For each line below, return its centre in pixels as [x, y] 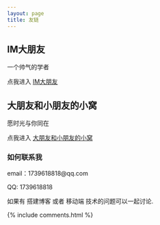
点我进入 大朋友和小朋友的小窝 [50, 138]
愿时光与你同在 [28, 123]
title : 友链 [23, 20]
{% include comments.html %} [50, 215]
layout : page [26, 13]
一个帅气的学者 [28, 67]
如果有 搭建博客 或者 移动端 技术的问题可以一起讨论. [80, 201]
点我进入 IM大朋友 [32, 82]
